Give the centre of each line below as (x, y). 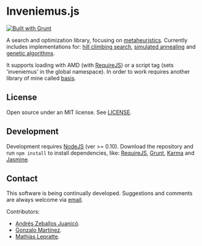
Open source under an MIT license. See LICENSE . (69, 112)
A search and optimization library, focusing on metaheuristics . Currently (97, 40)
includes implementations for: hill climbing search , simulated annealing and (101, 47)
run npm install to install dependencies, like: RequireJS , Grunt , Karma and (100, 153)
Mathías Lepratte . (37, 237)
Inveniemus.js (43, 11)
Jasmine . (18, 159)
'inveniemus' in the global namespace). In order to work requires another (98, 71)
